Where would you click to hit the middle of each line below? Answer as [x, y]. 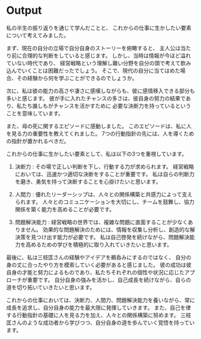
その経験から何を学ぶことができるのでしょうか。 [77, 78]
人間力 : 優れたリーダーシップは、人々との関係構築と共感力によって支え [104, 194]
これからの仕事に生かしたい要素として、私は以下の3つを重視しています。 [97, 154]
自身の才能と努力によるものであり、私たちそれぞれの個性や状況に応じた [95, 272]
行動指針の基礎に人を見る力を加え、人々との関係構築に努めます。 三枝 [104, 315]
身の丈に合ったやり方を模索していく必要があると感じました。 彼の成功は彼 [99, 265]
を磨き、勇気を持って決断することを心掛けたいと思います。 [88, 181]
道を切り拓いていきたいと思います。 [51, 287]
